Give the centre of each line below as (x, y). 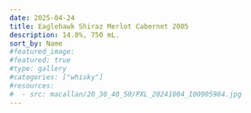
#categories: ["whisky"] (56, 77)
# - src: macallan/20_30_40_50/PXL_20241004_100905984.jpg (126, 94)
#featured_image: (42, 52)
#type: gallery (38, 69)
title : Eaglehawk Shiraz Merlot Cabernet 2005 (99, 26)
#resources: (32, 86)
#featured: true (40, 60)
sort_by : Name (36, 43)
